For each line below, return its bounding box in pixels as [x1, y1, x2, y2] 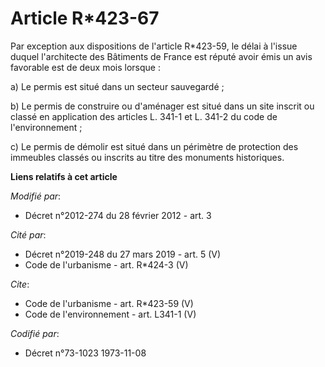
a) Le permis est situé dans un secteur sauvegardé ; [10, 80, 225, 92]
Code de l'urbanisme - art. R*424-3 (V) [24, 258, 189, 271]
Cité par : [10, 228, 47, 241]
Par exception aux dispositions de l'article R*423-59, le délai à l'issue [10, 40, 298, 52]
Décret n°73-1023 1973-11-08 [24, 347, 147, 359]
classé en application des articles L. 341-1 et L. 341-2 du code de [10, 110, 278, 122]
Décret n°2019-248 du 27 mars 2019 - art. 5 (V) [24, 248, 222, 260]
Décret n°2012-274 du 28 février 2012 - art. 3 [24, 209, 212, 221]
